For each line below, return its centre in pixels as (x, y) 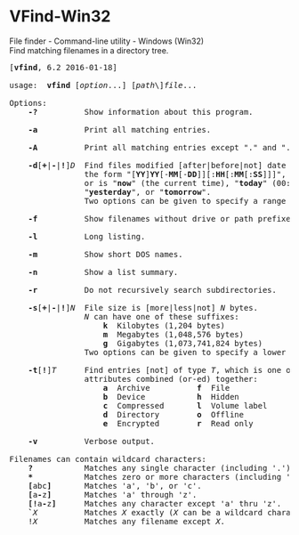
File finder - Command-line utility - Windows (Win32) (107, 41)
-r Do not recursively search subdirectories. (153, 290)
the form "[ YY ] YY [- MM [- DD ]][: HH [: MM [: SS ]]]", (185, 174)
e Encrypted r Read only (178, 423)
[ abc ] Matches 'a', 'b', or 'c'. (115, 486)
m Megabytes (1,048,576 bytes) (174, 334)
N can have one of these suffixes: (162, 316)
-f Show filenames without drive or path (141, 219)
